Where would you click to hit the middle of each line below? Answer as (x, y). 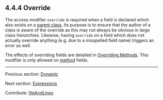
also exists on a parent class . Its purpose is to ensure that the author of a (78, 25)
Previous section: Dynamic (32, 74)
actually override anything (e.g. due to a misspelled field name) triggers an (80, 40)
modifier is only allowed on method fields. (47, 60)
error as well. (18, 45)
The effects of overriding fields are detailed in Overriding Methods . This (77, 55)
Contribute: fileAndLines (29, 93)
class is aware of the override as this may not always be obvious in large (77, 30)
